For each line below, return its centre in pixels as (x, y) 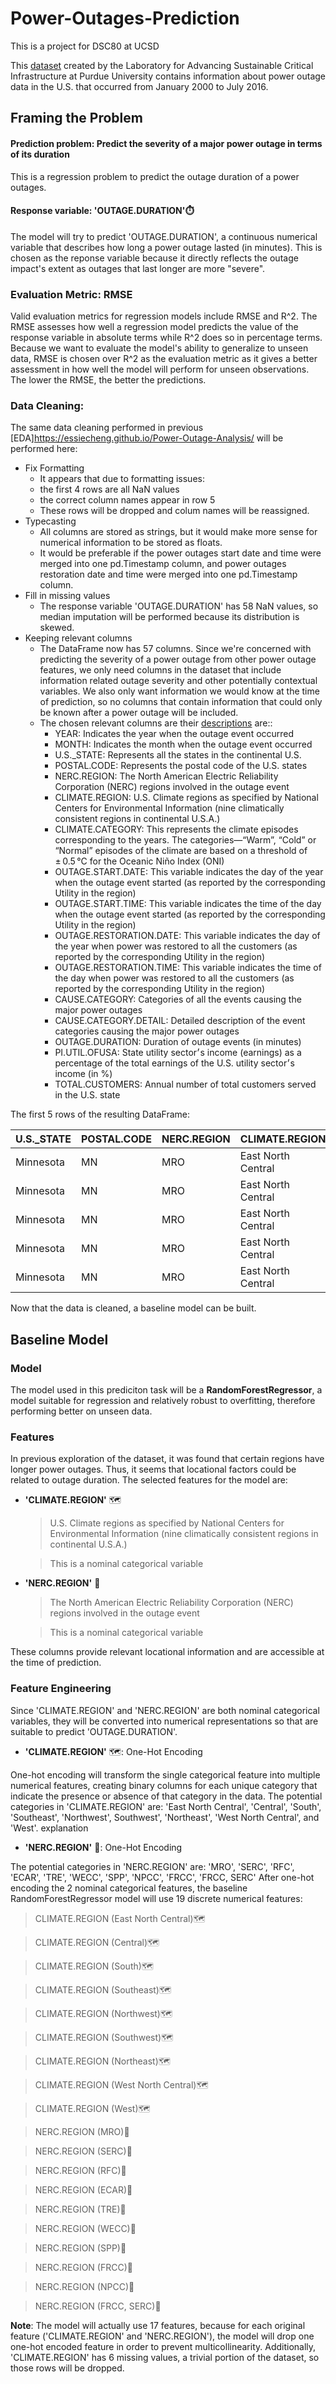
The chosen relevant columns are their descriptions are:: (156, 723)
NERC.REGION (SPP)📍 (80, 2248)
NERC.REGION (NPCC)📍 (84, 2286)
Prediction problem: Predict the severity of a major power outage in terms (166, 143)
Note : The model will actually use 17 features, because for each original (158, 2325)
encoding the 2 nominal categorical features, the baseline (129, 1888)
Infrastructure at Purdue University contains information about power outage (168, 76)
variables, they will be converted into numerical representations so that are (164, 1721)
